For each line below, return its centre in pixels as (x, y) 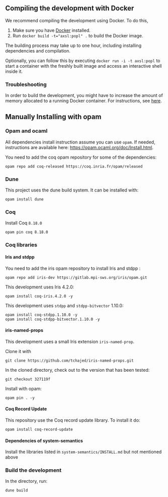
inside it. (14, 71)
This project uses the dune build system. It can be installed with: (72, 190)
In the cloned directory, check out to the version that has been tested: (77, 370)
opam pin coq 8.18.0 (27, 232)
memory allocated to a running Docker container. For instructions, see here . (83, 101)
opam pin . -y (20, 398)
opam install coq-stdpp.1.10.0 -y (41, 315)
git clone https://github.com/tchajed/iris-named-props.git (70, 361)
